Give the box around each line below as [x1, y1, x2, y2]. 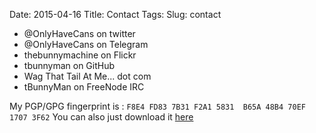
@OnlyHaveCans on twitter [23, 28, 136, 39]
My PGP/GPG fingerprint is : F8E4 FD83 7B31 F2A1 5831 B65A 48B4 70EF [9, 100, 306, 112]
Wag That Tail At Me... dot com [23, 70, 152, 82]
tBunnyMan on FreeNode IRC [23, 81, 145, 93]
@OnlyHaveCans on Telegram [23, 39, 149, 50]
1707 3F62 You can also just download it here [9, 111, 194, 123]
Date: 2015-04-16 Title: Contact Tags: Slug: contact [9, 9, 222, 20]
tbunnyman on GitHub [23, 60, 116, 71]
